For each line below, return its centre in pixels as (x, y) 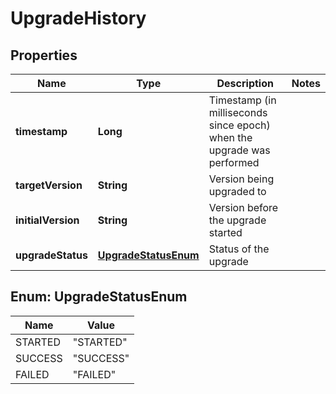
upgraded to (237, 191)
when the (230, 137)
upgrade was (239, 150)
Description (245, 83)
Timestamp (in (242, 100)
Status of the (239, 249)
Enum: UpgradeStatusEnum (99, 297)
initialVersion (47, 220)
